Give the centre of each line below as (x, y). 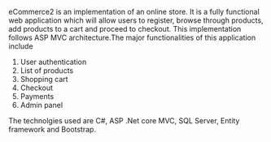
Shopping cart (44, 79)
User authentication (53, 62)
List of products (47, 71)
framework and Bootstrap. (52, 129)
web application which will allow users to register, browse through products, (136, 20)
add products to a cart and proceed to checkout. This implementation (125, 29)
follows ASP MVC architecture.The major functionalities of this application (132, 37)
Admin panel (42, 105)
